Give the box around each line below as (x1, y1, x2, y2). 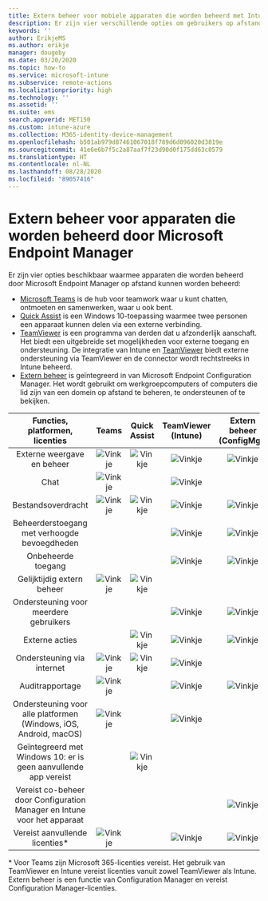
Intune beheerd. (19, 361, 73, 372)
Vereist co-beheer (15, 784, 85, 795)
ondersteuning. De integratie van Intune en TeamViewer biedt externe (19, 345, 249, 354)
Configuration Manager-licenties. (8, 883, 117, 892)
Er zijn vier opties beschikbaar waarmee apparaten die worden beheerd (8, 269, 244, 280)
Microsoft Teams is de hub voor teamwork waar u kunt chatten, (19, 293, 229, 304)
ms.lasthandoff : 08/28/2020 (8, 168, 102, 176)
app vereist (29, 771, 72, 782)
